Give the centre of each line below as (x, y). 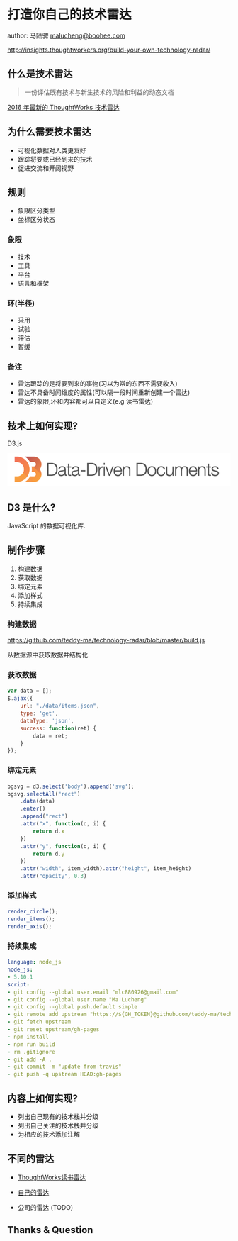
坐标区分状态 (36, 220)
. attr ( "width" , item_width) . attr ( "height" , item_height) (106, 869)
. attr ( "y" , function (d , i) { (63, 846)
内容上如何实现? (42, 1098)
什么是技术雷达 (40, 74)
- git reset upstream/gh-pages (53, 1030)
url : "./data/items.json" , (60, 706)
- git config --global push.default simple (73, 1007)
